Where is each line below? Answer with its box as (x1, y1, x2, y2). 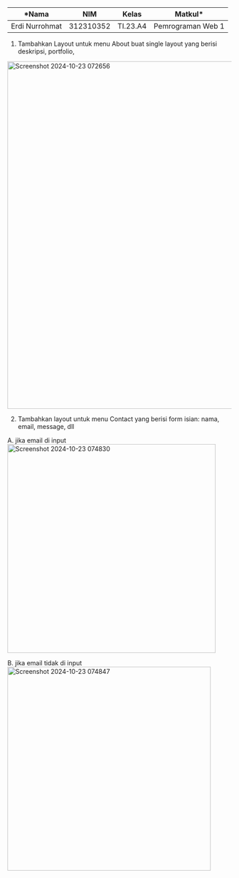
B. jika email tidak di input (7, 659, 83, 667)
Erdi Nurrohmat (11, 21, 63, 31)
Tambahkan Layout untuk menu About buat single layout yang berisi (17, 39, 218, 48)
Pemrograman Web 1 (153, 21, 225, 31)
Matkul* (174, 9, 204, 19)
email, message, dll (17, 423, 75, 430)
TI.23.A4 (117, 21, 147, 31)
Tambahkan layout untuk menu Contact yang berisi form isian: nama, (17, 415, 220, 423)
